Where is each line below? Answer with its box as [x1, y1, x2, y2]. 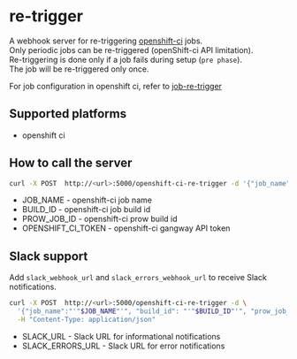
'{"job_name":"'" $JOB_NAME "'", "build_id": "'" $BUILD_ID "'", [17, 307, 247, 316]
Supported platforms [9, 106, 126, 121]
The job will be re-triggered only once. [9, 64, 149, 74]
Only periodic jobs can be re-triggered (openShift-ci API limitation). [9, 44, 254, 55]
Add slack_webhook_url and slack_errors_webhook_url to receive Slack [9, 272, 267, 283]
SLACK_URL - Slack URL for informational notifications [21, 331, 221, 341]
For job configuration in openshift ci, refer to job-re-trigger [9, 80, 223, 91]
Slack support [9, 248, 88, 264]
